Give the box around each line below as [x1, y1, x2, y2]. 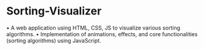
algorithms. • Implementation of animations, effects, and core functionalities [6, 30, 198, 37]
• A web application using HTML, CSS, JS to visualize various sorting [6, 24, 181, 31]
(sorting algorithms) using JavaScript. [6, 37, 101, 44]
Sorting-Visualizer [6, 4, 102, 18]
